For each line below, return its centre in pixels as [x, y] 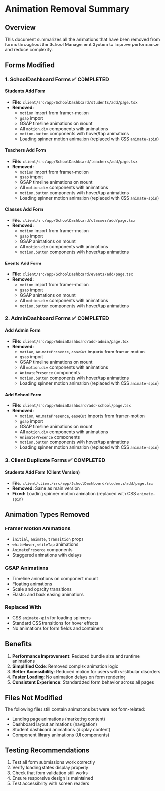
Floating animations [32, 584]
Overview [21, 27]
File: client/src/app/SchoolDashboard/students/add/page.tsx [75, 102]
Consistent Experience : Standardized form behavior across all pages [83, 682]
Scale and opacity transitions [42, 589]
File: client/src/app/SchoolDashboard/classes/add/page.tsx [74, 220]
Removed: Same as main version [46, 488]
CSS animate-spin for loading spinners [52, 618]
